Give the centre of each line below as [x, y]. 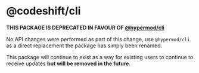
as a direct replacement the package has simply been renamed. [84, 45]
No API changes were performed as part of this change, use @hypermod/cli [98, 39]
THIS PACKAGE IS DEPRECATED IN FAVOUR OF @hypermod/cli [85, 28]
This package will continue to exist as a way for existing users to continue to [100, 57]
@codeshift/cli [43, 11]
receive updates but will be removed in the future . [69, 63]
